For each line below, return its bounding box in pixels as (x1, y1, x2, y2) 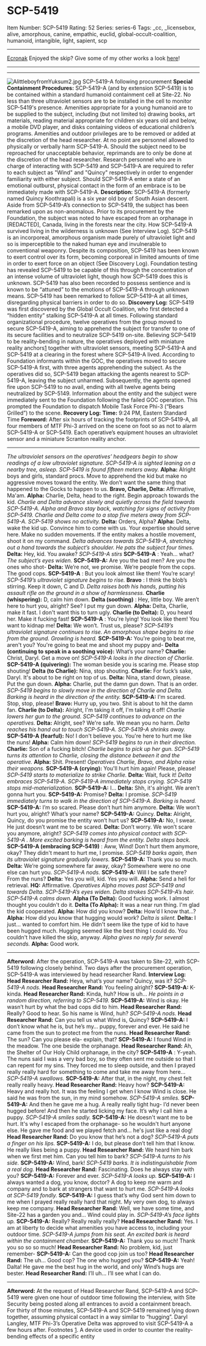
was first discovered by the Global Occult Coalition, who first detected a (7, 305, 188, 312)
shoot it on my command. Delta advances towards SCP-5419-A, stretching (7, 537, 195, 544)
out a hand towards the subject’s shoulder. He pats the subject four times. (7, 544, 194, 551)
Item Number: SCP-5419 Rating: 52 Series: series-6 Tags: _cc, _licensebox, (7, 24, 196, 31)
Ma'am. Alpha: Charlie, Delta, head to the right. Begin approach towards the (7, 492, 199, 499)
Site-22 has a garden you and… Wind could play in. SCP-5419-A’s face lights (7, 1211, 200, 1218)
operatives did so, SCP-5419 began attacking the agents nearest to (7, 370, 176, 377)
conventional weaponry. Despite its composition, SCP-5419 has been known (7, 246, 199, 254)
